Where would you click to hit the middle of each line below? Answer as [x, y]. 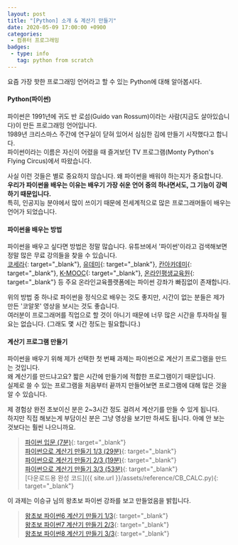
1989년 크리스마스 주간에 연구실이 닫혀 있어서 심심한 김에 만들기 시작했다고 [111, 134]
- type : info [30, 54]
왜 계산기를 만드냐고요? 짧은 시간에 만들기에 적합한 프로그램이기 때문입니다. [111, 377]
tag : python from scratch [55, 61]
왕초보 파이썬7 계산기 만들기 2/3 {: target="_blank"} [97, 525]
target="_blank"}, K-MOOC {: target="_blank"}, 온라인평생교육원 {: [101, 273]
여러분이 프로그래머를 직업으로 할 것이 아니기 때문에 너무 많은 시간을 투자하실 [114, 315]
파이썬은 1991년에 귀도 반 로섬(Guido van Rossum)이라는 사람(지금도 [103, 116]
